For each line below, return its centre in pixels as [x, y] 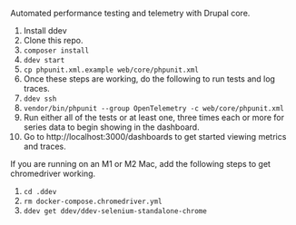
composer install [56, 51]
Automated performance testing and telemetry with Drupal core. [130, 13]
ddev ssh [40, 99]
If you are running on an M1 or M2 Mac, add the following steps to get [141, 164]
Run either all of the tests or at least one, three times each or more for [154, 117]
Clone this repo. [53, 40]
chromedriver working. [53, 173]
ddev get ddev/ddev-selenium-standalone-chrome [115, 211]
